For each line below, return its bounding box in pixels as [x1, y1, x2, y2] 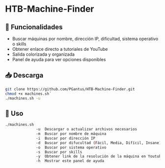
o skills [12, 41, 27, 47]
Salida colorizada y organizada [12, 51, 75, 57]
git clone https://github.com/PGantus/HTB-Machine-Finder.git [5, 86, 135, 91]
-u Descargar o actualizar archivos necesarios [36, 127, 137, 132]
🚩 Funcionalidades [5, 23, 63, 31]
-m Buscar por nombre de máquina [36, 131, 107, 136]
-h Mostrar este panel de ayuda [36, 159, 105, 164]
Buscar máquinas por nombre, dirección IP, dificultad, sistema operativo [12, 36, 159, 42]
